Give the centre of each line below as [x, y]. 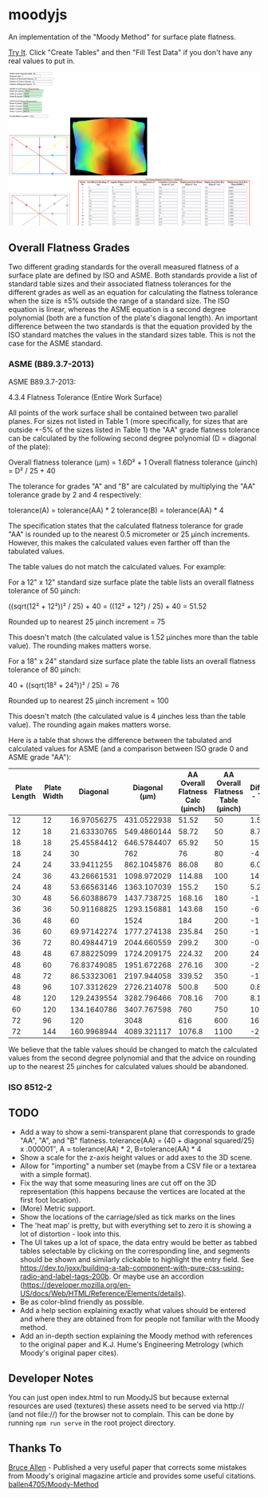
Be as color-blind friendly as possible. [82, 1302]
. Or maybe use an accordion [157, 1276]
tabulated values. [37, 551]
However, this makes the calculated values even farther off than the [119, 542]
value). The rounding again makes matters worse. [90, 725]
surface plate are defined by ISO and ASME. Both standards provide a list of [133, 275]
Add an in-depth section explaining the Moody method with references [136, 1336]
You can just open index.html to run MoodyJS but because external [119, 1398]
